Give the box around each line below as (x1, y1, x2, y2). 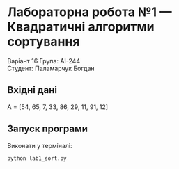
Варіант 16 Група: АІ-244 (7, 56, 81, 65)
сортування (7, 34, 80, 49)
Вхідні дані (7, 84, 58, 96)
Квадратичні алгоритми (7, 19, 155, 35)
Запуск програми (7, 123, 88, 135)
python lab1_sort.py (7, 154, 68, 162)
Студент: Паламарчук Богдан (7, 64, 95, 72)
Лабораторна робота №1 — (7, 4, 172, 20)
